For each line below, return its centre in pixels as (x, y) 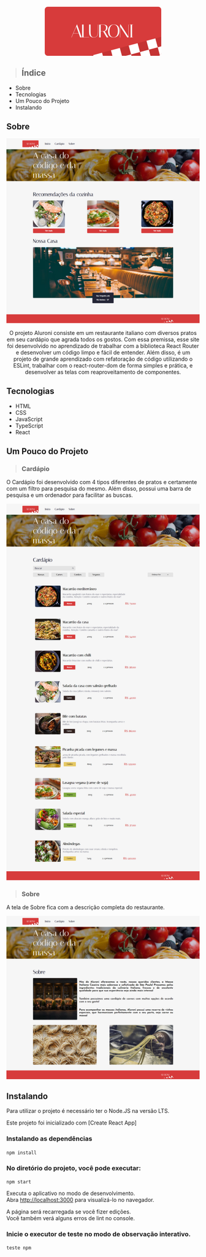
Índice (33, 73)
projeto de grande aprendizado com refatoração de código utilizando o (103, 359)
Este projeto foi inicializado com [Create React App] (71, 1123)
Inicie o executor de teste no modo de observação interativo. (99, 1234)
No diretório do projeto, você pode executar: (74, 1168)
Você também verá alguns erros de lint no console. (71, 1218)
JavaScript (29, 419)
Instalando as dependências (49, 1139)
